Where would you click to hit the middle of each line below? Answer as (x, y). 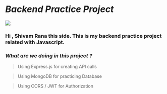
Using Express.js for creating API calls (57, 67)
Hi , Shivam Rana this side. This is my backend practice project (83, 36)
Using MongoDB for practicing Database (60, 76)
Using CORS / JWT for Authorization (55, 86)
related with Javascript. (35, 42)
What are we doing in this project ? (49, 55)
